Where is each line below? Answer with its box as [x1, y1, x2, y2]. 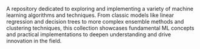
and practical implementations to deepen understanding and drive [6, 31, 172, 38]
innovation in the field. [6, 38, 62, 44]
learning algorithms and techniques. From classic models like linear [6, 11, 175, 19]
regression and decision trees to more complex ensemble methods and [6, 18, 184, 25]
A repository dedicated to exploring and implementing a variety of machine [6, 5, 194, 12]
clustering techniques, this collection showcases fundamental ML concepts [6, 24, 195, 31]
